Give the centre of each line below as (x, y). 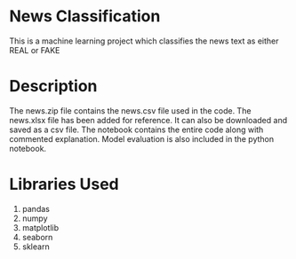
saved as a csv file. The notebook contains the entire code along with (136, 129)
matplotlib (40, 227)
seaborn (37, 237)
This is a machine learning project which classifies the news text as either (144, 41)
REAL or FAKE (35, 50)
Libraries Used (64, 184)
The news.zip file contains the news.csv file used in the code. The (130, 110)
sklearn (36, 247)
